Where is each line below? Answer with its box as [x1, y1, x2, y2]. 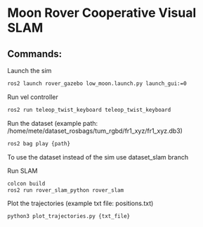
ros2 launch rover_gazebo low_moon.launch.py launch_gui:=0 [7, 80, 188, 87]
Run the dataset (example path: [7, 119, 98, 127]
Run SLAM [7, 167, 38, 175]
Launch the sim [7, 67, 52, 74]
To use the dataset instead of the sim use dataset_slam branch [7, 153, 188, 161]
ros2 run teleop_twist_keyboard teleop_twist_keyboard [7, 106, 171, 113]
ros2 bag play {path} [7, 140, 71, 147]
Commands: [7, 48, 63, 60]
